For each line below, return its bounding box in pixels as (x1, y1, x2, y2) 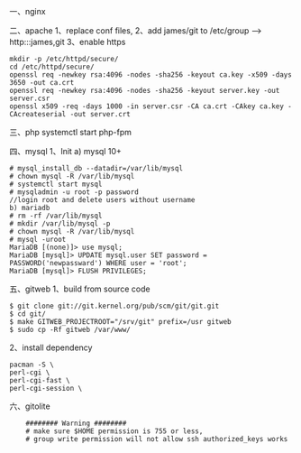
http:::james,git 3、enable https (9, 37, 126, 47)
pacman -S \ (9, 360, 54, 369)
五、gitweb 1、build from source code (9, 283, 150, 294)
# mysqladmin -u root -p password (9, 188, 140, 197)
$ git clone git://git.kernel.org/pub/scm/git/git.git (9, 301, 220, 310)
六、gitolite (9, 401, 51, 411)
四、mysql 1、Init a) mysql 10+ (9, 146, 122, 156)
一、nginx (9, 6, 47, 16)
